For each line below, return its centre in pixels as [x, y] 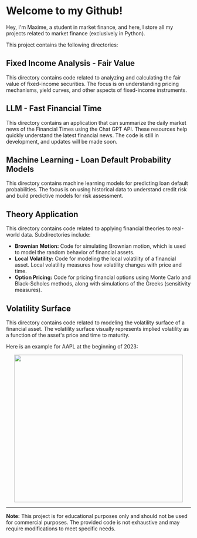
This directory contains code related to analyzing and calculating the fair [94, 77]
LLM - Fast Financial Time [54, 109]
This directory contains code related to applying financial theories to [89, 228]
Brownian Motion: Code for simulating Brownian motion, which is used [100, 246]
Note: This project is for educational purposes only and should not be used [97, 516]
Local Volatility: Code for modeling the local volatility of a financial [95, 259]
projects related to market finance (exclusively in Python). [76, 33]
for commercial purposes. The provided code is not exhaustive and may [93, 522]
